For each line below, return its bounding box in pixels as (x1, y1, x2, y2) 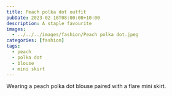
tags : (6, 43, 20, 50)
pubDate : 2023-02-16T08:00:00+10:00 (6, 15, 100, 21)
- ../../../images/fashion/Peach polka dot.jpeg (12, 32, 139, 38)
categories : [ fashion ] (6, 37, 64, 43)
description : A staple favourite (6, 20, 92, 26)
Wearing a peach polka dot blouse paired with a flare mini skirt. (6, 83, 166, 90)
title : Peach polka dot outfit (6, 9, 87, 15)
